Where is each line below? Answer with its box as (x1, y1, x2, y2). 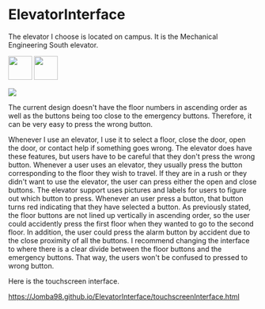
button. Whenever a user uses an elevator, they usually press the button (8, 160, 243, 170)
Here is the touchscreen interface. (8, 276, 120, 286)
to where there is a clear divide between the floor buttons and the (8, 244, 222, 254)
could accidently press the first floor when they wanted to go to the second (8, 219, 255, 228)
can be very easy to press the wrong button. (8, 119, 153, 128)
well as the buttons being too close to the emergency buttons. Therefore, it (8, 111, 252, 120)
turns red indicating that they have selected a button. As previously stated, (8, 202, 252, 212)
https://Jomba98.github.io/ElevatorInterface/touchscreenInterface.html (8, 292, 240, 301)
